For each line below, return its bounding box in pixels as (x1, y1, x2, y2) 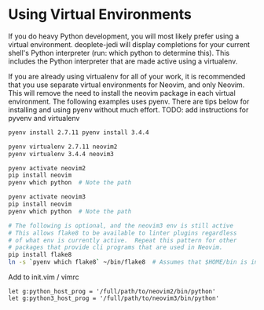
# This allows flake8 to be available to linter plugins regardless (8, 229, 237, 237)
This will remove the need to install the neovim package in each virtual (8, 88, 236, 97)
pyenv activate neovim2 (8, 164, 86, 172)
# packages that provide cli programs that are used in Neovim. (8, 243, 223, 252)
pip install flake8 (8, 251, 72, 259)
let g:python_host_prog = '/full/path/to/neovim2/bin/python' (8, 288, 216, 296)
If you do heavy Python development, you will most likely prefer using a (8, 31, 240, 41)
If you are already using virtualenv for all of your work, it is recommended (8, 71, 246, 81)
